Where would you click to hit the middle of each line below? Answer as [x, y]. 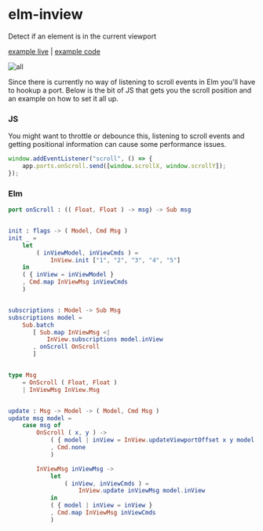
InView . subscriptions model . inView [105, 339]
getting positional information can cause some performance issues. [117, 145]
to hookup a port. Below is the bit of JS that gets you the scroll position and [130, 90]
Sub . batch [38, 325]
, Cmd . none [68, 448]
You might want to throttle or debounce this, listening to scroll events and [126, 136]
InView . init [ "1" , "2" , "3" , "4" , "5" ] [115, 260]
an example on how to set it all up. [64, 98]
